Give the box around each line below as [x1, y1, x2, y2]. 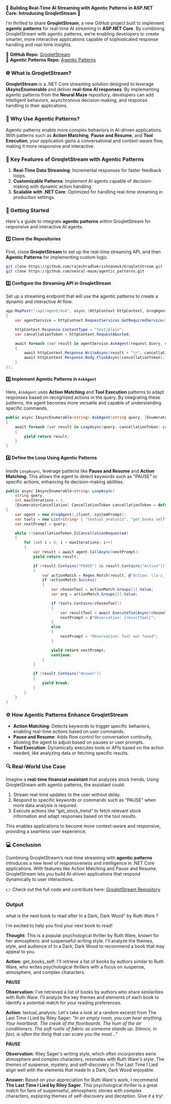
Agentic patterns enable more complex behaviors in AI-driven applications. [6, 127, 163, 133]
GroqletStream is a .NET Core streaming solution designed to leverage [6, 81, 154, 87]
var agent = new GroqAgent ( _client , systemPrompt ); [15, 512, 126, 517]
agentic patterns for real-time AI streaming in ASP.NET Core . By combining [6, 25, 164, 31]
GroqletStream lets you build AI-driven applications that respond [6, 871, 141, 877]
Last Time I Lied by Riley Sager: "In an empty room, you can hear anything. [6, 1015, 163, 1021]
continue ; [51, 652, 72, 657]
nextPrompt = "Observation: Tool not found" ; [60, 634, 158, 639]
